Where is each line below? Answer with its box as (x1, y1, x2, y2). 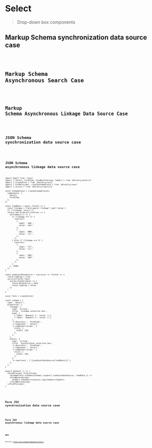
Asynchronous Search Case (5, 76, 84, 84)
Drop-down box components (17, 19, 76, 25)
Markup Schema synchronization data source (5, 33, 148, 42)
